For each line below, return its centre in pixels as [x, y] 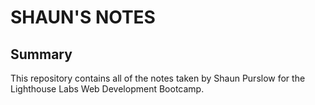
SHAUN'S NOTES [83, 17]
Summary [41, 54]
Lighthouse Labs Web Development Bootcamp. [107, 89]
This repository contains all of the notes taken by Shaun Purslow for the [158, 78]
